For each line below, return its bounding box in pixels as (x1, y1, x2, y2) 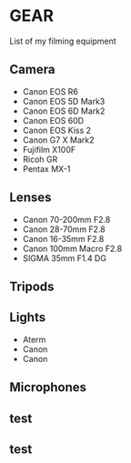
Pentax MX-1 (22, 163, 71, 174)
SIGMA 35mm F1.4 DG (22, 252, 107, 264)
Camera (9, 62, 55, 77)
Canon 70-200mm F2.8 (22, 214, 111, 225)
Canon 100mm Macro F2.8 (22, 243, 123, 254)
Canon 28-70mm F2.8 (22, 224, 106, 235)
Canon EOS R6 (22, 86, 79, 96)
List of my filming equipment (9, 35, 116, 46)
